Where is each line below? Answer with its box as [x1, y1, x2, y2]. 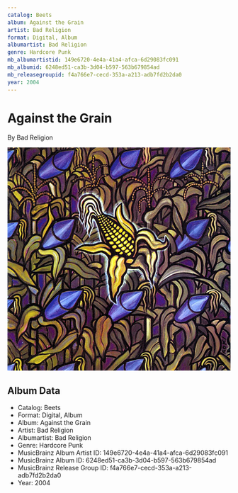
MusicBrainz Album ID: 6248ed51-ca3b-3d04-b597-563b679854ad [17, 456, 217, 465]
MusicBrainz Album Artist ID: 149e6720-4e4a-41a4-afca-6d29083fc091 [17, 448, 229, 457]
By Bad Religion [7, 133, 53, 142]
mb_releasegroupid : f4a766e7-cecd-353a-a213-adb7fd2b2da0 [7, 71, 182, 78]
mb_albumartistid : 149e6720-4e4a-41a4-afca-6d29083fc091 [7, 57, 179, 64]
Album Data [7, 385, 61, 397]
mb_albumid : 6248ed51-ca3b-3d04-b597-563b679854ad [7, 64, 160, 71]
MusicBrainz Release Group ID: [17, 464, 108, 472]
